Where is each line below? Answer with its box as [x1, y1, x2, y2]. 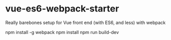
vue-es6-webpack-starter [5, 3, 119, 14]
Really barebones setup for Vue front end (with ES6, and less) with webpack [5, 19, 166, 25]
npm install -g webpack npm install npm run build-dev [5, 29, 119, 35]
